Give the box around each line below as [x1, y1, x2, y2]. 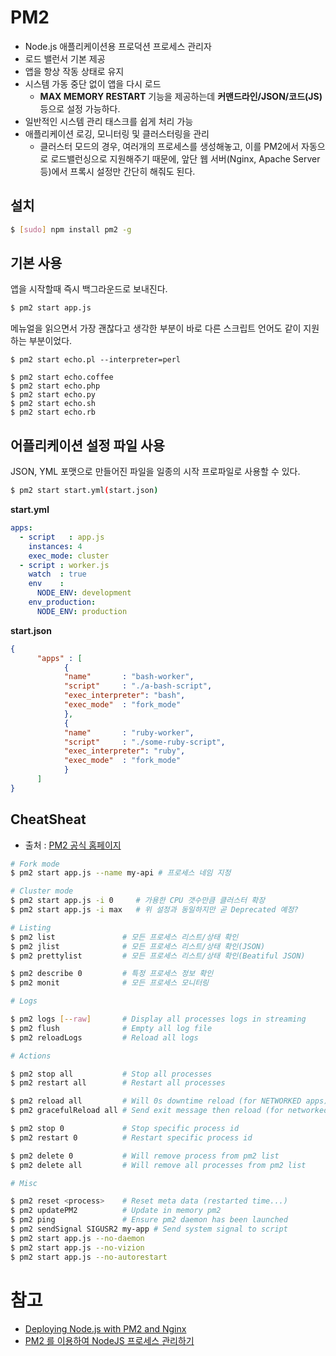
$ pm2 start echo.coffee [10, 372, 114, 383]
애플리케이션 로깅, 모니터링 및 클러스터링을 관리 [24, 127, 210, 140]
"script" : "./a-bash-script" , [63, 681, 213, 691]
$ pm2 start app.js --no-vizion [10, 1242, 145, 1253]
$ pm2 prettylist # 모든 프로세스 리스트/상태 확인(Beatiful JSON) [10, 951, 306, 961]
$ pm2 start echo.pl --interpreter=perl [10, 355, 182, 365]
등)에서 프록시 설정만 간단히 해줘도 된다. [39, 165, 196, 177]
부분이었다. [28, 335, 73, 347]
